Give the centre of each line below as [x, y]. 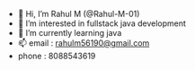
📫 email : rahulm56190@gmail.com [84, 43]
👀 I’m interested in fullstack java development [102, 23]
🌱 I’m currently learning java [70, 33]
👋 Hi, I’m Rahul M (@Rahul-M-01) [79, 14]
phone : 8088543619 [57, 56]
